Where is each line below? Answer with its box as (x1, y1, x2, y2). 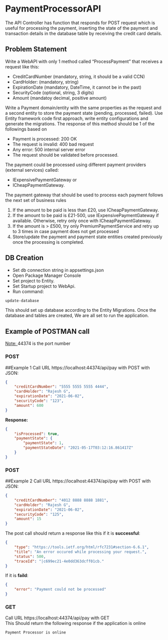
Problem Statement (5, 45, 67, 53)
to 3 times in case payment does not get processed (12, 228, 119, 234)
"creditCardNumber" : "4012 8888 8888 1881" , (14, 497, 109, 503)
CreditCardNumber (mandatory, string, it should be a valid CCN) (12, 74, 145, 80)
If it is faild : (5, 573, 29, 579)
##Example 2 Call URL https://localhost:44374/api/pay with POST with (5, 478, 151, 484)
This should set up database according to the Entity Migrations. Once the (5, 307, 156, 313)
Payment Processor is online (5, 630, 66, 635)
